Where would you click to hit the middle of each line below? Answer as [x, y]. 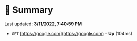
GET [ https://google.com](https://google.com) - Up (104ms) [72, 33]
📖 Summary [29, 10]
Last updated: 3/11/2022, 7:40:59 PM [43, 24]
